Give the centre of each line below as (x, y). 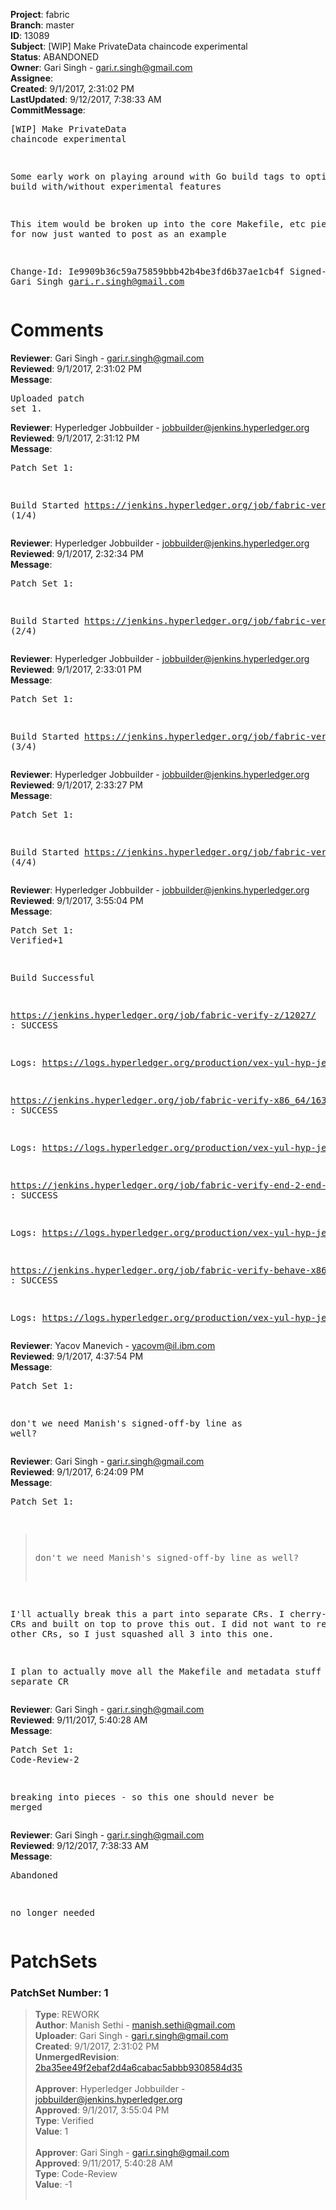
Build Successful (52, 977)
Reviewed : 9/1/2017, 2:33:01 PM (76, 669)
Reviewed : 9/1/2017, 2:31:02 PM (76, 368)
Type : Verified (64, 2121)
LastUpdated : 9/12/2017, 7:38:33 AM (86, 99)
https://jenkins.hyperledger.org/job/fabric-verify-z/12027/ (163, 1015)
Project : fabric (40, 14)
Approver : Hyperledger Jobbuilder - (110, 2089)
